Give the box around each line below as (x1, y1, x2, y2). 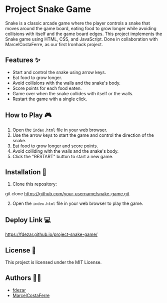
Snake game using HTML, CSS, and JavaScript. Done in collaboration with (5, 36, 158, 42)
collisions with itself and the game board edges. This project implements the (5, 31, 162, 37)
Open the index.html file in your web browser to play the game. (12, 200, 143, 206)
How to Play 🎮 (5, 111, 52, 120)
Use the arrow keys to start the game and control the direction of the (12, 132, 154, 138)
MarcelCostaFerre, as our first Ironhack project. (5, 41, 103, 47)
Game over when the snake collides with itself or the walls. (12, 90, 133, 96)
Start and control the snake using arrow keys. (12, 69, 106, 75)
